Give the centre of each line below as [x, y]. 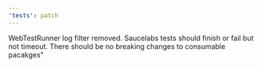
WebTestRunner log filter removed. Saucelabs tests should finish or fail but [131, 38]
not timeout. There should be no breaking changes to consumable [117, 46]
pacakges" [26, 54]
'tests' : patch [34, 15]
